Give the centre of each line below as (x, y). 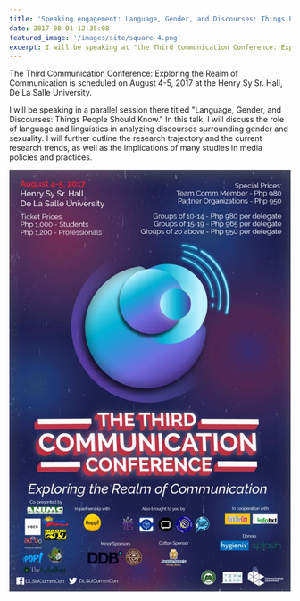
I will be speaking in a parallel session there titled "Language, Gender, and (146, 110)
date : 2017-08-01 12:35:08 (59, 28)
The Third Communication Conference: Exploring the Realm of (124, 74)
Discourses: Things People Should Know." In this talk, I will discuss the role (147, 120)
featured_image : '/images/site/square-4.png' (95, 38)
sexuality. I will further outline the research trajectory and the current (136, 138)
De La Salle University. (50, 93)
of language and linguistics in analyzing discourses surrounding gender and (149, 129)
